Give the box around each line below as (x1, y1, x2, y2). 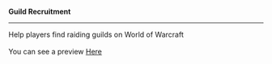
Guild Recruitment (8, 7, 71, 16)
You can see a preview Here (8, 47, 103, 56)
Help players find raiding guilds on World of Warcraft (8, 30, 185, 39)
